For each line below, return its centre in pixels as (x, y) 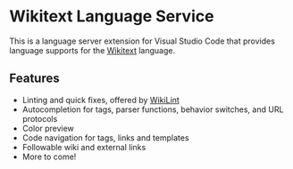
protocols (40, 118)
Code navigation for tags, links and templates (105, 137)
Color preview (48, 128)
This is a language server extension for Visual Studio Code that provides (142, 41)
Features (34, 79)
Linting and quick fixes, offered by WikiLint (101, 100)
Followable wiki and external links (84, 147)
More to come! (49, 157)
